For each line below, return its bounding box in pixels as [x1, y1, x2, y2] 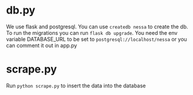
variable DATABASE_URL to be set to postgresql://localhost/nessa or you [6, 35, 187, 42]
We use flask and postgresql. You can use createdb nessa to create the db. [6, 23, 188, 30]
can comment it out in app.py [6, 42, 77, 49]
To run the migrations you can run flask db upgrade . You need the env [6, 29, 178, 36]
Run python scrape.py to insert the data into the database [6, 82, 146, 89]
